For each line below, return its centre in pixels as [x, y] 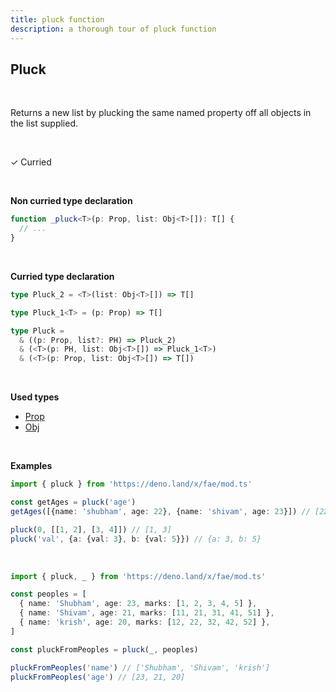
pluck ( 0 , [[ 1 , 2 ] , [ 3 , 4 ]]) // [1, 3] [91, 529]
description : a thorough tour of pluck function [113, 29]
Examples [31, 466]
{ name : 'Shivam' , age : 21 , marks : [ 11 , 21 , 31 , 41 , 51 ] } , [147, 613]
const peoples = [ [48, 594]
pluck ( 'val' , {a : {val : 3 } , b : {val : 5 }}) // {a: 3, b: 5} [136, 539]
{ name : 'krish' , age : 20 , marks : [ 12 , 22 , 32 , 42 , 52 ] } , [145, 622]
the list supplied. [44, 123]
